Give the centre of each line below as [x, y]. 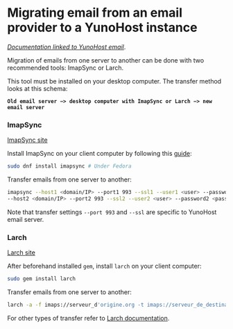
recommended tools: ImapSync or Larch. [66, 67]
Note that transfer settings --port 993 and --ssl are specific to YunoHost [112, 212]
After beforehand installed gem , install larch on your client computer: [104, 266]
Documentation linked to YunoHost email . [67, 47]
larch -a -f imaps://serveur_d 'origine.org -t [76, 305]
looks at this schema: [37, 88]
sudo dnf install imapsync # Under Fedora [69, 166]
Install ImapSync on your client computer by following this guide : [100, 154]
